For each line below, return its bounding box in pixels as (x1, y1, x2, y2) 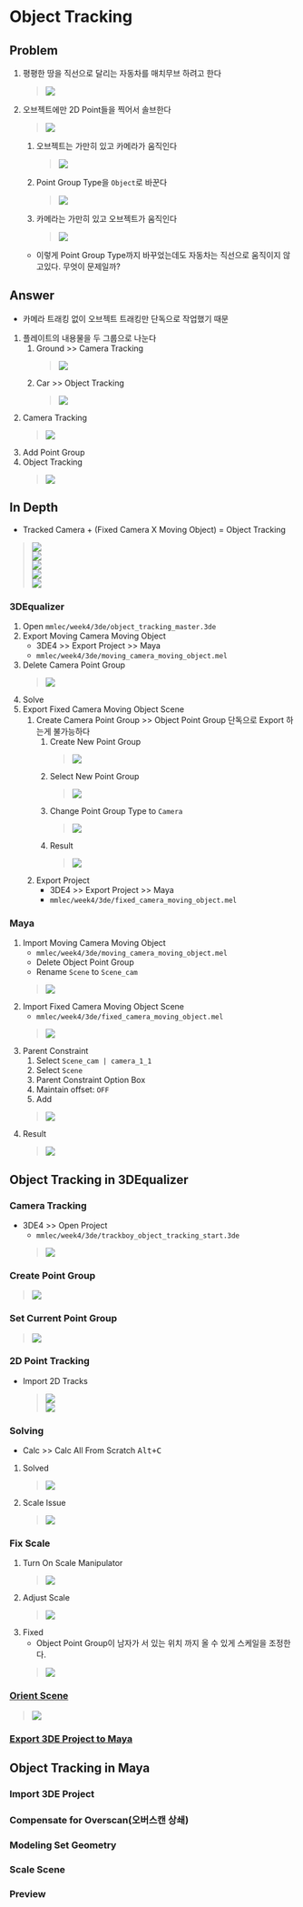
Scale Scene (9, 1862, 66, 1875)
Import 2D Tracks (22, 1375, 88, 1386)
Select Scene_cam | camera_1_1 (35, 1055, 152, 1066)
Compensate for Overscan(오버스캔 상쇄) (9, 1813, 189, 1826)
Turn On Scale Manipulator (22, 1558, 123, 1569)
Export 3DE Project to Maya (9, 1732, 133, 1745)
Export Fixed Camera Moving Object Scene (22, 703, 184, 715)
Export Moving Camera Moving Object (22, 630, 166, 641)
